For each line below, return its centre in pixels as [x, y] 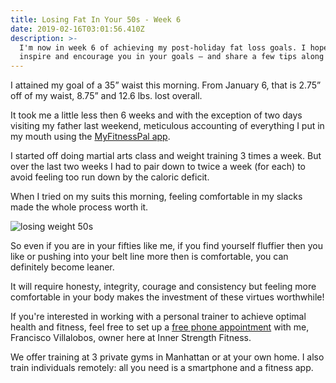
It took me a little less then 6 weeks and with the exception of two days [156, 115]
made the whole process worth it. [79, 207]
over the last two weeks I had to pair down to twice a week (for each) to [158, 167]
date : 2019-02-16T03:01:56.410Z [77, 29]
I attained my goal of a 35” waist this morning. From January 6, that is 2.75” [166, 85]
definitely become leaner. [62, 267]
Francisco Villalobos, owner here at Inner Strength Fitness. [131, 338]
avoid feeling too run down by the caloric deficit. [110, 177]
